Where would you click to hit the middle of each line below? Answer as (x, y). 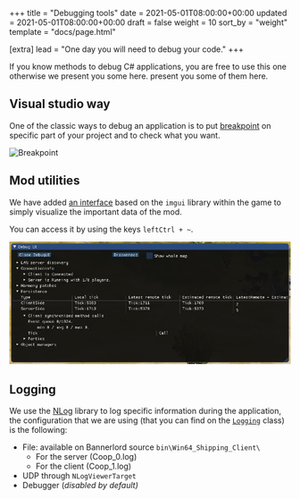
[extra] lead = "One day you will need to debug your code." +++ (126, 49)
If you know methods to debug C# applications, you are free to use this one (148, 67)
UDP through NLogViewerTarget (79, 475)
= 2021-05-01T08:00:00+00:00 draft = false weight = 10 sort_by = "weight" (149, 22)
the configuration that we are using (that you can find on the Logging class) (147, 420)
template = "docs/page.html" (62, 32)
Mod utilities (45, 181)
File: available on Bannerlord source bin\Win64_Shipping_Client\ (141, 447)
